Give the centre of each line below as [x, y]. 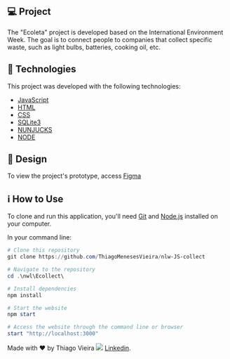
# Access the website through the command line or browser [95, 327]
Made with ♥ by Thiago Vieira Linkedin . [69, 348]
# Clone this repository [43, 250]
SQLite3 [29, 122]
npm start [22, 315]
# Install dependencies [42, 289]
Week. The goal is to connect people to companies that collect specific [110, 39]
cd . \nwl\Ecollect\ [36, 276]
